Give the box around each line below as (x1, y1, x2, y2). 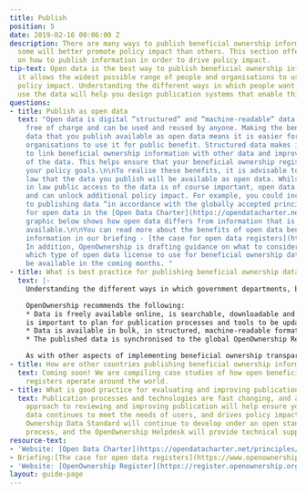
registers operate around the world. (25, 376, 169, 385)
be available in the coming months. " (25, 259, 173, 269)
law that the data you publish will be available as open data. (25, 174, 275, 183)
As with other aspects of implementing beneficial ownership (25, 352, 262, 361)
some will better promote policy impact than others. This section (17, 47, 280, 56)
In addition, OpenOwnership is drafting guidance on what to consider (25, 242, 300, 252)
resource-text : (9, 436, 67, 445)
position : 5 (9, 22, 55, 31)
